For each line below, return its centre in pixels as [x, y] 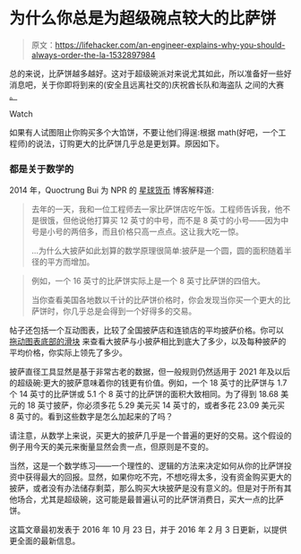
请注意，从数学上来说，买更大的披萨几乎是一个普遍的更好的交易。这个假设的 [150, 436]
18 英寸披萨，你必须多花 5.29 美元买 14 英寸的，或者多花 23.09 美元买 [155, 405]
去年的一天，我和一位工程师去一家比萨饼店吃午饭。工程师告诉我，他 [157, 209]
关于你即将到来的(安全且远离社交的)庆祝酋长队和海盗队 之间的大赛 [162, 84]
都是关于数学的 [42, 169]
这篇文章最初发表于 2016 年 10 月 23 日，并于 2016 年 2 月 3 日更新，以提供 [148, 530]
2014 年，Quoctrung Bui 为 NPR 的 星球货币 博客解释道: [112, 190]
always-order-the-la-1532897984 [93, 55]
